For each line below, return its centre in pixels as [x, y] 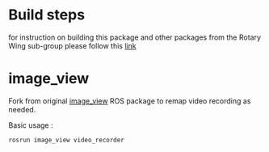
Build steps [47, 15]
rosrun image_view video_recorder [67, 140]
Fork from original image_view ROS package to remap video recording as [130, 101]
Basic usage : [31, 125]
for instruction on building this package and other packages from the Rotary [134, 37]
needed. [22, 109]
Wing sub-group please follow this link [72, 45]
